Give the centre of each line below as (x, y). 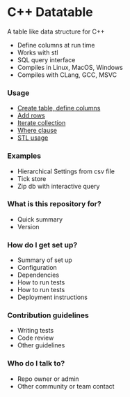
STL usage (33, 138)
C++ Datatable (50, 12)
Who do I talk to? (36, 363)
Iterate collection (41, 123)
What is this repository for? (55, 204)
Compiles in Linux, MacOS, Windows (70, 67)
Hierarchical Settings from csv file (66, 171)
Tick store (32, 178)
